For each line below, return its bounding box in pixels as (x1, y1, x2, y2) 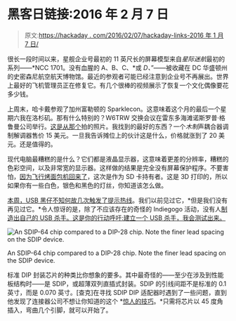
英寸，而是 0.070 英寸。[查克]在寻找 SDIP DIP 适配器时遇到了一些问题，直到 (7, 288, 227, 296)
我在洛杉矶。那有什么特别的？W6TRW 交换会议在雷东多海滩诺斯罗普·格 (19, 113, 226, 122)
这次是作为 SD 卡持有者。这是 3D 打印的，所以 (93, 172, 228, 181)
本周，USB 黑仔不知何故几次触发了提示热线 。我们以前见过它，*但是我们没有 (7, 196, 228, 204)
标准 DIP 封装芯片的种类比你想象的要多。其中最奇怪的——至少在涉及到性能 (7, 270, 224, 279)
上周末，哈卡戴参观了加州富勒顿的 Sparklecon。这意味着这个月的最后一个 (7, 105, 221, 113)
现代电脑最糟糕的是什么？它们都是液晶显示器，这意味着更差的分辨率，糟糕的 (7, 155, 229, 163)
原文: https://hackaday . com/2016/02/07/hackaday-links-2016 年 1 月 (24, 31, 224, 39)
